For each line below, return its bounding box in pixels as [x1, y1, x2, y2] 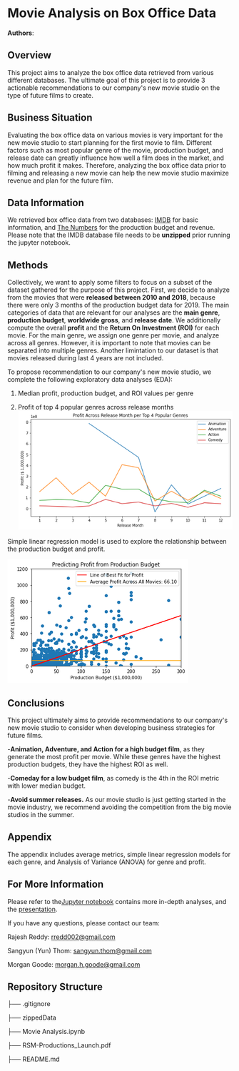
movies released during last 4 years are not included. [7, 354, 164, 362]
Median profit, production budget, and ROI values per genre [17, 389, 194, 397]
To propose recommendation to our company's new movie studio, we [7, 367, 212, 376]
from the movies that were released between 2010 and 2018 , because [7, 293, 216, 302]
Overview [7, 49, 52, 61]
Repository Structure [7, 980, 103, 993]
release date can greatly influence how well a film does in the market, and [7, 153, 225, 162]
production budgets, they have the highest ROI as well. [7, 760, 168, 768]
